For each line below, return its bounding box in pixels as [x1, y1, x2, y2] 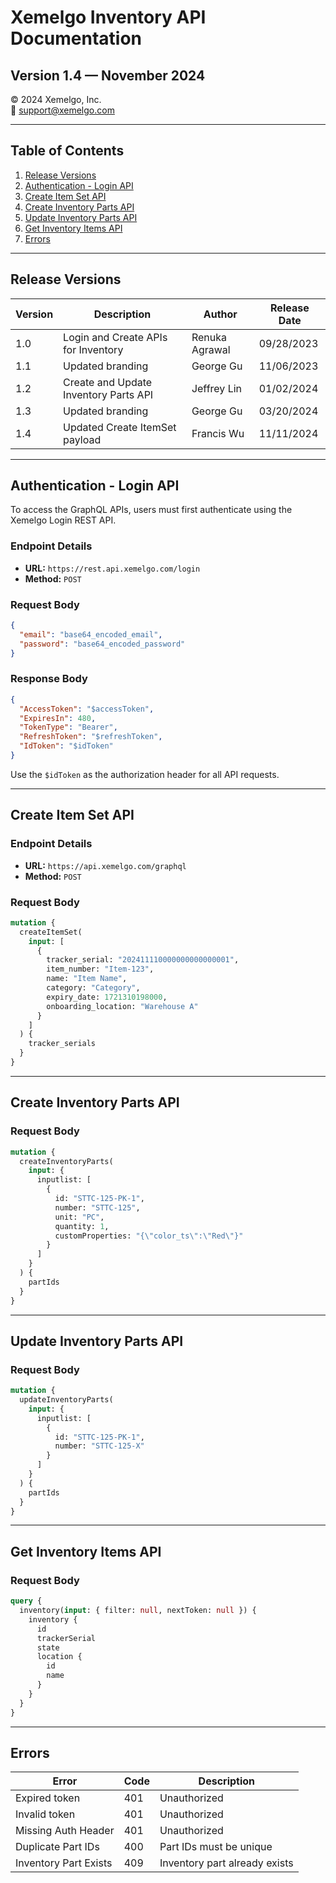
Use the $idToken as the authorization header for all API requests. [10, 768, 280, 780]
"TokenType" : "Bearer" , [19, 722, 118, 733]
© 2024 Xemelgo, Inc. [10, 94, 102, 105]
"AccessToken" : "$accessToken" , [19, 704, 155, 714]
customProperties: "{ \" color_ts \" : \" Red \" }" [54, 1231, 244, 1241]
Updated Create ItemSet [63, 420, 177, 434]
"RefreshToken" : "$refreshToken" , [19, 732, 163, 742]
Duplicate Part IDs [15, 1840, 100, 1854]
